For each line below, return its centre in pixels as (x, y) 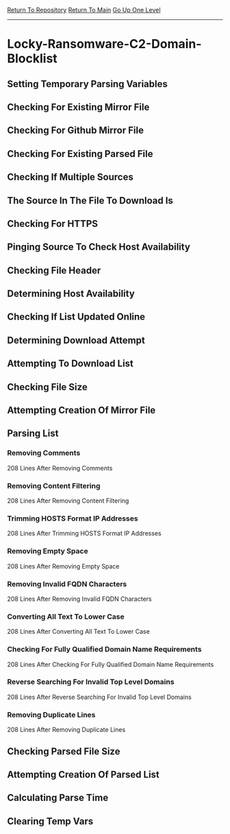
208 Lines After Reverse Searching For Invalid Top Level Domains (99, 697)
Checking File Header (54, 270)
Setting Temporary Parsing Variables (87, 84)
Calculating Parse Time (58, 798)
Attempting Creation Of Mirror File (81, 410)
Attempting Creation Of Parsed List (83, 774)
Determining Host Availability (71, 294)
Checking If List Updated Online (76, 317)
